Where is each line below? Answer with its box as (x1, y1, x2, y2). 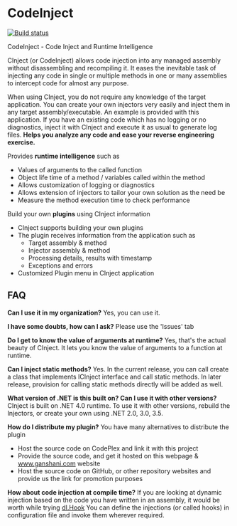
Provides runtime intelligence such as (7, 152, 120, 160)
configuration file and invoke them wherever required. (7, 510, 165, 519)
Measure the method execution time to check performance (17, 196, 190, 204)
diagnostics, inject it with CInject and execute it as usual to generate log (7, 122, 218, 131)
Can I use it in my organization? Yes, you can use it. (7, 308, 161, 317)
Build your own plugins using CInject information (7, 209, 150, 218)
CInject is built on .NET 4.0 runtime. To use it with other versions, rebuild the (7, 401, 231, 410)
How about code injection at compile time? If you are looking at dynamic (7, 488, 222, 496)
